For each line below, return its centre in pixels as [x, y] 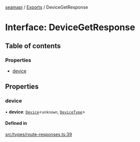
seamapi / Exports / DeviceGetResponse [47, 7]
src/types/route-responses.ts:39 [39, 134]
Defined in [16, 123]
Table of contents [33, 46]
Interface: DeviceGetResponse [70, 27]
